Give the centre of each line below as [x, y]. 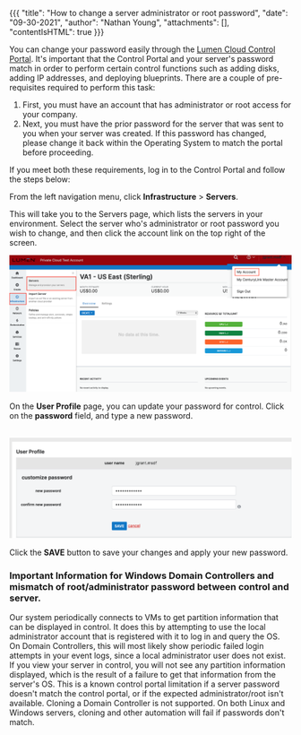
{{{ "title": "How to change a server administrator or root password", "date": [149, 13]
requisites [28, 87]
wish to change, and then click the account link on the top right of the [138, 233]
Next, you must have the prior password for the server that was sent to [153, 124]
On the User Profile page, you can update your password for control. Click [147, 406]
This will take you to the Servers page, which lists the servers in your [136, 214]
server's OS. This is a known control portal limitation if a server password [145, 684]
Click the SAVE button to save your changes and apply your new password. [149, 552]
